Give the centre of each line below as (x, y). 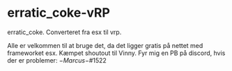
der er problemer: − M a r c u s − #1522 (57, 60)
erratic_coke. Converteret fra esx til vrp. (64, 32)
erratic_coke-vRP (59, 13)
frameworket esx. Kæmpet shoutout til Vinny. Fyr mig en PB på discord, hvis (116, 53)
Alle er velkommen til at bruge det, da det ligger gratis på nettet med (105, 45)
